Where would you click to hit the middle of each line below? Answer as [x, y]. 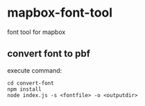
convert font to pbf [49, 54]
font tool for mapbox [36, 32]
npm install [24, 89]
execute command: [35, 70]
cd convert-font [31, 83]
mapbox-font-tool [60, 13]
